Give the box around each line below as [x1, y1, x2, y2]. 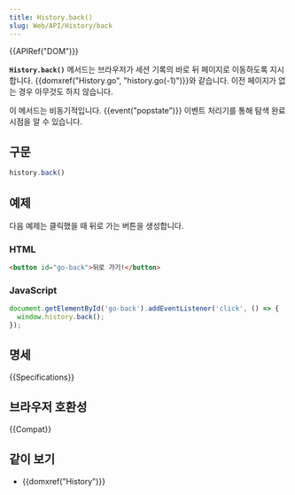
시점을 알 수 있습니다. [9, 116, 82, 127]
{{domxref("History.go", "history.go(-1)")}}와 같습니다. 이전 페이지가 [35, 75, 276, 85]
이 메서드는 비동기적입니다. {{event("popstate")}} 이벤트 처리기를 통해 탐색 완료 [9, 105, 286, 115]
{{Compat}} [9, 423, 51, 435]
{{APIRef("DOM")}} [9, 45, 80, 56]
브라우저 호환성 [9, 400, 88, 415]
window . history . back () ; [17, 312, 105, 322]
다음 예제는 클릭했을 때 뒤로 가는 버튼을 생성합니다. [9, 221, 184, 231]
